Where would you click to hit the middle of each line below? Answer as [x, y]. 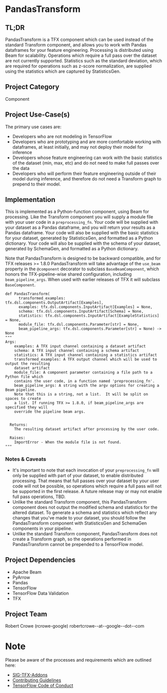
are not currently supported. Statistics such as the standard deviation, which [84, 61]
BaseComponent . [20, 285]
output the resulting [28, 364]
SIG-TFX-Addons [30, 675]
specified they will [27, 407]
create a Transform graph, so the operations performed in [72, 539]
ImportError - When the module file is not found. [68, 442]
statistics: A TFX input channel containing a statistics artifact [85, 355]
